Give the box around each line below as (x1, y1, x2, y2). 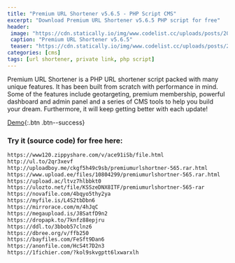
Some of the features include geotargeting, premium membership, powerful (7, 90, 225, 98)
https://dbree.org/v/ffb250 (7, 229, 90, 236)
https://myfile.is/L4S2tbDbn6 (7, 197, 96, 204)
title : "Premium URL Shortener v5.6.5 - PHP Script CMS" (7, 10, 177, 17)
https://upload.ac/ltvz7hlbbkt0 (7, 178, 101, 185)
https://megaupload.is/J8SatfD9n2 (7, 210, 108, 217)
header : (7, 23, 30, 30)
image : (10, 29, 30, 37)
